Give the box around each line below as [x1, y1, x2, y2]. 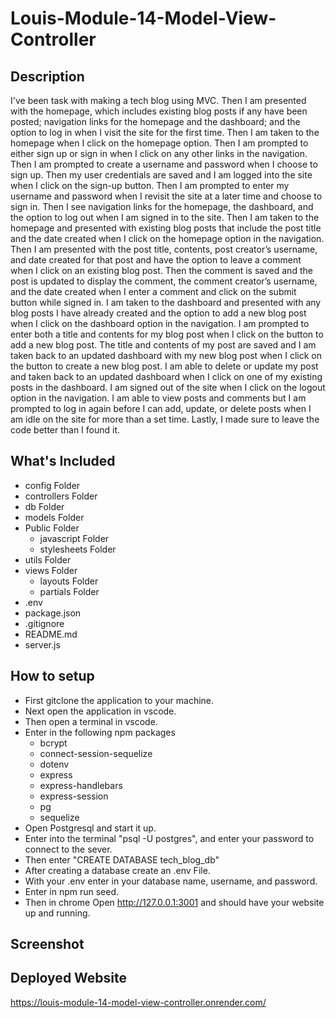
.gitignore [24, 617, 65, 629]
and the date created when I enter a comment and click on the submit [10, 286, 297, 297]
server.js [24, 638, 61, 651]
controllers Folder [24, 490, 98, 502]
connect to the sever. [24, 843, 113, 855]
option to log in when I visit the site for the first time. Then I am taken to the [10, 127, 320, 138]
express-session [39, 790, 109, 802]
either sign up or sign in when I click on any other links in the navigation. [10, 148, 308, 159]
